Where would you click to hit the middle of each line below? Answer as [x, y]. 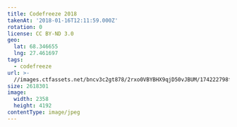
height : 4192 [33, 106]
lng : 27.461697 [36, 54]
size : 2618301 [28, 86]
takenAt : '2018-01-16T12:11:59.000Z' [63, 20]
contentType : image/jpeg [44, 112]
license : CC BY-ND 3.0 [41, 34]
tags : [15, 60]
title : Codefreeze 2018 [42, 14]
